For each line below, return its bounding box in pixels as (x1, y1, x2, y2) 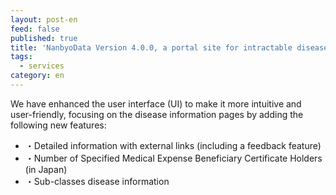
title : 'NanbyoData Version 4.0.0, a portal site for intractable (10, 42, 293, 53)
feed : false (10, 24, 60, 34)
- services (19, 61, 65, 71)
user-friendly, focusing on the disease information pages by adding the (10, 108, 304, 120)
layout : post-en (10, 14, 78, 25)
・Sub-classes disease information (24, 175, 170, 187)
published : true (10, 33, 78, 43)
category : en (10, 71, 65, 81)
